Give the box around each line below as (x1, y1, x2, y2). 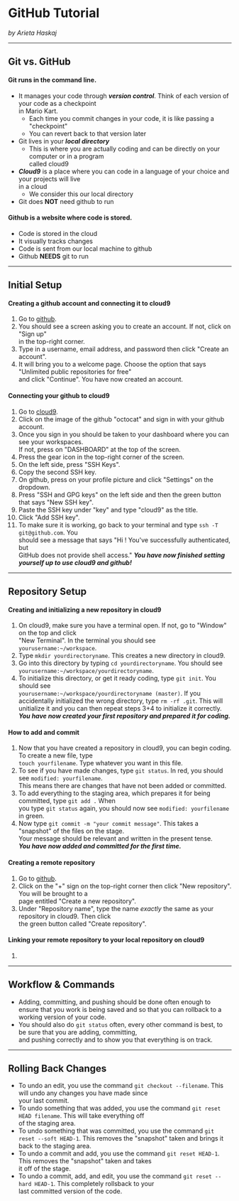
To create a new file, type (18, 751, 93, 760)
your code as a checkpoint (18, 99, 96, 107)
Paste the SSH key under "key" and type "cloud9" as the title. (18, 505, 198, 514)
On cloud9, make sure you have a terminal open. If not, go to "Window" (18, 621, 227, 630)
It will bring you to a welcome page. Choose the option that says (18, 360, 206, 369)
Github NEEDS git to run (18, 252, 89, 260)
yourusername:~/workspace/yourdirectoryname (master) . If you (18, 689, 201, 698)
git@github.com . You (18, 528, 79, 537)
